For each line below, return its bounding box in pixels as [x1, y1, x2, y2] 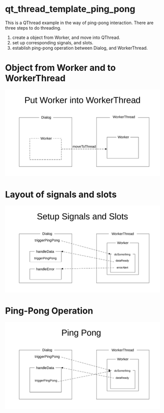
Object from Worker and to [5, 63, 116, 73]
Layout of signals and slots [5, 189, 117, 200]
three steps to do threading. [5, 25, 61, 31]
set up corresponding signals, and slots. [12, 39, 94, 45]
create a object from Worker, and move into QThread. [12, 34, 120, 40]
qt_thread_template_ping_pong [5, 3, 136, 15]
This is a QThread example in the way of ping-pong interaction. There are [5, 20, 154, 26]
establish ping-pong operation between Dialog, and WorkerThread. [12, 45, 148, 51]
